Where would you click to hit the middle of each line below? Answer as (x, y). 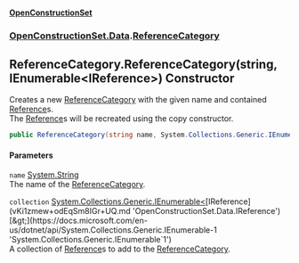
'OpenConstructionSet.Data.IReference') (206, 211)
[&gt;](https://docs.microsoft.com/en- (79, 221)
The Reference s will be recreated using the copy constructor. (121, 119)
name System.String (44, 175)
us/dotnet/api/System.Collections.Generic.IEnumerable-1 (113, 230)
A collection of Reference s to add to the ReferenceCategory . (120, 249)
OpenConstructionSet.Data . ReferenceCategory (114, 36)
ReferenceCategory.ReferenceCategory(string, (143, 64)
